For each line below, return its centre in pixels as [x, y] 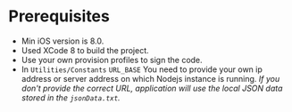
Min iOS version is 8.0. [63, 41]
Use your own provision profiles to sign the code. [112, 60]
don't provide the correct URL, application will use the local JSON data [152, 88]
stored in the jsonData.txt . [71, 97]
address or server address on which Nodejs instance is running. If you [150, 78]
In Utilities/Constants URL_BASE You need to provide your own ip [142, 69]
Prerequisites [59, 16]
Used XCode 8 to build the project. [85, 50]
